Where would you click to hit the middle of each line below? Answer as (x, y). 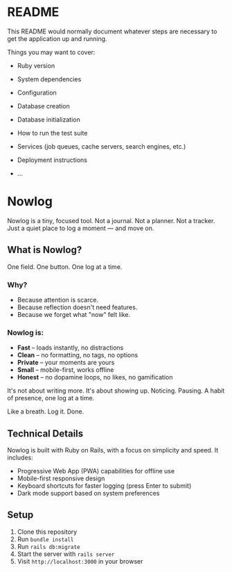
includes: (20, 458)
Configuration (37, 92)
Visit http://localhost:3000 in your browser (80, 561)
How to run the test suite (52, 133)
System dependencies (49, 79)
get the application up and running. (57, 38)
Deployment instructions (52, 160)
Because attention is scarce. (58, 300)
